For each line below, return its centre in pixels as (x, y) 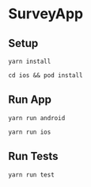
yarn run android (37, 118)
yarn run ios (30, 132)
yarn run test (32, 175)
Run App (30, 100)
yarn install (30, 61)
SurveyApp (46, 14)
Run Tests (33, 156)
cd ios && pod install (45, 76)
